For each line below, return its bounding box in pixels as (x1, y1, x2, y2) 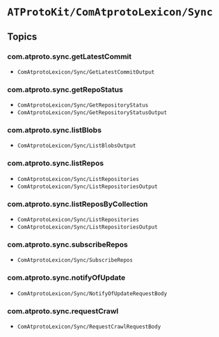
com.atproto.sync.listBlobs (7, 125, 102, 135)
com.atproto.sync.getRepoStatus (7, 84, 124, 94)
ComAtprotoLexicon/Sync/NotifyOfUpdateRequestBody (17, 290, 168, 297)
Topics (7, 31, 38, 42)
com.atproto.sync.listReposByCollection (7, 199, 148, 209)
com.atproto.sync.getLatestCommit (7, 52, 132, 61)
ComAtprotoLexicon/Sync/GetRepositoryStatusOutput (17, 109, 168, 116)
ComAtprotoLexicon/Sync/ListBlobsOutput (17, 142, 136, 150)
